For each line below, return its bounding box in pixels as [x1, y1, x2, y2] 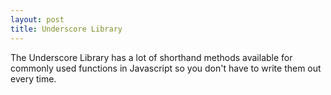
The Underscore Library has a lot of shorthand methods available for [10, 51, 293, 63]
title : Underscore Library [10, 24, 123, 34]
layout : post [10, 14, 65, 25]
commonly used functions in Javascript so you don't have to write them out [10, 62, 322, 74]
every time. [10, 72, 57, 85]
